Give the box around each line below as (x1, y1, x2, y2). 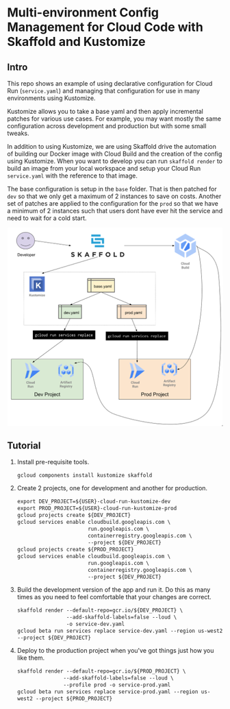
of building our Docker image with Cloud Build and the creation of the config (7, 149, 222, 158)
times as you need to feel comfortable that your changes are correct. (16, 592, 212, 601)
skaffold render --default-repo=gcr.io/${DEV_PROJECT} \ (16, 607, 183, 614)
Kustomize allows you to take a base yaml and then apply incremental (7, 108, 203, 115)
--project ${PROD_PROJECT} (35, 695, 113, 702)
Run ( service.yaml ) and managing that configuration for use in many (7, 87, 201, 95)
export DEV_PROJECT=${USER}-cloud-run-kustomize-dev (16, 498, 171, 505)
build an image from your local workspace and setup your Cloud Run (7, 165, 201, 172)
